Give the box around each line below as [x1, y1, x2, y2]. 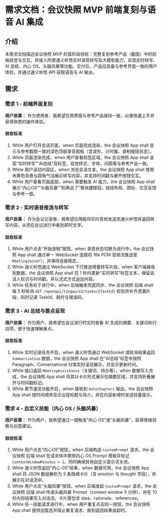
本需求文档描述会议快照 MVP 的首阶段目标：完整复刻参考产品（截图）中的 [5, 51, 153, 57]
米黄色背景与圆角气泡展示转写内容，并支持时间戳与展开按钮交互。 [12, 173, 144, 178]
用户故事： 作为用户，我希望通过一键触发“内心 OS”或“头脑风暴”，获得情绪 [5, 417, 152, 423]
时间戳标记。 [20, 379, 46, 386]
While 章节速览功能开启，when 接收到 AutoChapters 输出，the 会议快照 [12, 386, 153, 391]
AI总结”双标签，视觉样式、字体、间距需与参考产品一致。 [39, 161, 151, 166]
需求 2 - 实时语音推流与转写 [5, 204, 69, 211]
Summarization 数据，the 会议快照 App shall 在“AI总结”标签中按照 [12, 355, 142, 361]
